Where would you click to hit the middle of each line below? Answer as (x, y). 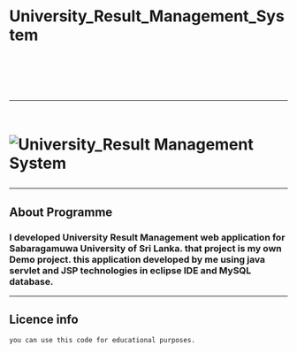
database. (31, 281)
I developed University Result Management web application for (147, 237)
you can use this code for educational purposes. (103, 340)
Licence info (44, 320)
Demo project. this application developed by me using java (137, 259)
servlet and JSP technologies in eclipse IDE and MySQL (130, 270)
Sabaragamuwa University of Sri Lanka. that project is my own (146, 248)
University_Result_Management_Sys (147, 16)
